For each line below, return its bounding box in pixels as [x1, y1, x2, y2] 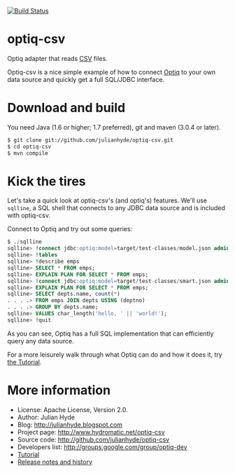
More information [7, 383, 111, 398]
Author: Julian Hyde [17, 413, 76, 421]
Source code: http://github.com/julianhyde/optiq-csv [17, 435, 170, 444]
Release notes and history [17, 458, 93, 466]
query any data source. [7, 336, 75, 345]
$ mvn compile [7, 149, 49, 157]
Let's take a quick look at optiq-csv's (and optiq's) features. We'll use [7, 196, 208, 205]
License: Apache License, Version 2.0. [17, 405, 128, 413]
